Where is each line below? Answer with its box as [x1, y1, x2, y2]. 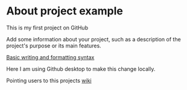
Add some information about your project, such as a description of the [6, 35, 181, 43]
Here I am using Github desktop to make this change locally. [6, 65, 156, 73]
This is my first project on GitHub [6, 24, 89, 31]
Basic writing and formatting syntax [6, 53, 95, 61]
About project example [6, 4, 124, 18]
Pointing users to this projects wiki [6, 77, 92, 84]
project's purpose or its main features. [6, 42, 101, 49]
